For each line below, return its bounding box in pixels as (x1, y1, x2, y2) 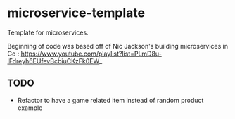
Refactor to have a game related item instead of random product (17, 96, 204, 104)
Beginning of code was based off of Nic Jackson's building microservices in (7, 42, 229, 50)
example (17, 104, 43, 112)
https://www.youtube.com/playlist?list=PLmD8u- (20, 49, 162, 58)
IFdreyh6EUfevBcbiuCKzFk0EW (7, 56, 100, 65)
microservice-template (7, 5, 146, 21)
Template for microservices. (7, 28, 89, 37)
